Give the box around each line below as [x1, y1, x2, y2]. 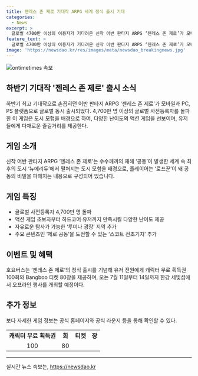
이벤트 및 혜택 [6, 249, 53, 260]
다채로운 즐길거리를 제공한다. [21, 122, 88, 129]
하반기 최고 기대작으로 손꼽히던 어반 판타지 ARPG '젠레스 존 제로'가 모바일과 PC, [6, 100, 190, 107]
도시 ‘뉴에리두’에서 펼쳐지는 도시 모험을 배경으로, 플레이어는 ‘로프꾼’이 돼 [16, 165, 183, 172]
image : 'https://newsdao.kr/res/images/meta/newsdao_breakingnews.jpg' [6, 47, 186, 53]
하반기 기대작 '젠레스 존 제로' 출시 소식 [6, 83, 137, 93]
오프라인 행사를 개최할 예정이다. [12, 281, 85, 288]
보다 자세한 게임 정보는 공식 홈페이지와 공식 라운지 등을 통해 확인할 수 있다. [6, 317, 177, 324]
